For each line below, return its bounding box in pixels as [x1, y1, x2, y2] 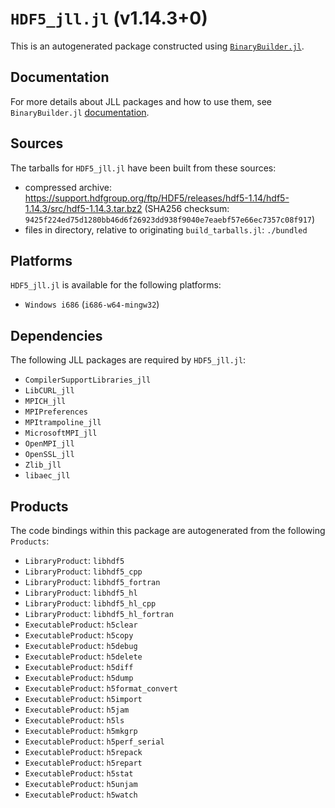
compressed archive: [24, 181, 113, 193]
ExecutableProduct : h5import [24, 693, 143, 704]
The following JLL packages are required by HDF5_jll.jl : [10, 354, 247, 366]
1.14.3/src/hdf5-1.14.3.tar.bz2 [24, 202, 143, 214]
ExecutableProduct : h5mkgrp [24, 725, 138, 736]
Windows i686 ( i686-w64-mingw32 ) [24, 298, 160, 311]
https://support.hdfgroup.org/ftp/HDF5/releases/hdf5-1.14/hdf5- [24, 192, 290, 204]
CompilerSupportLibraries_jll [24, 375, 152, 386]
